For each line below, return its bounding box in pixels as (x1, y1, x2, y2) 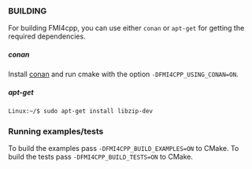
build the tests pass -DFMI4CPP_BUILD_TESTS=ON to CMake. (8, 152, 193, 162)
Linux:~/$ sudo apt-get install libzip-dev (8, 108, 154, 116)
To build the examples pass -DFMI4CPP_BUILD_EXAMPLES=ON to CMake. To (8, 144, 239, 153)
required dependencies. (8, 31, 86, 41)
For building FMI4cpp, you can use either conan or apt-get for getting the (8, 24, 245, 33)
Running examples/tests (8, 126, 104, 137)
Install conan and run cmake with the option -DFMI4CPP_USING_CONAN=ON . (8, 69, 239, 79)
